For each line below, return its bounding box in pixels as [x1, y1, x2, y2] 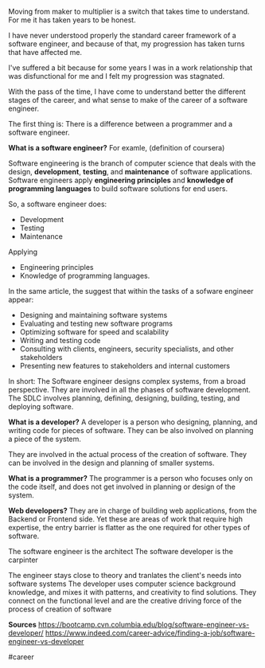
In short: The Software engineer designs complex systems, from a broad [8, 377, 246, 385]
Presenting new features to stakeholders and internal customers [19, 361, 231, 370]
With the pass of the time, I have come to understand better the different [8, 87, 246, 96]
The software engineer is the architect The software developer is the [8, 547, 233, 556]
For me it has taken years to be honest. [8, 15, 137, 25]
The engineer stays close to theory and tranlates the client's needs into [8, 571, 242, 580]
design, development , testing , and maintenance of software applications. [8, 167, 253, 176]
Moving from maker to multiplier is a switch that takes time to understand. [8, 7, 250, 16]
